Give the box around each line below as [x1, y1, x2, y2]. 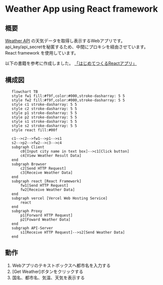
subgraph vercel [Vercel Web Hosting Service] [11, 196, 108, 201]
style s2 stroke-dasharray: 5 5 [11, 123, 77, 128]
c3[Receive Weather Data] [20, 170, 73, 175]
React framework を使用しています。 [5, 50, 79, 56]
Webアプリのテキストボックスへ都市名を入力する [12, 262, 111, 268]
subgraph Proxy [11, 209, 42, 213]
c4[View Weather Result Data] [20, 153, 82, 158]
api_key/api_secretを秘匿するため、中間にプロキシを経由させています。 [5, 44, 148, 50]
